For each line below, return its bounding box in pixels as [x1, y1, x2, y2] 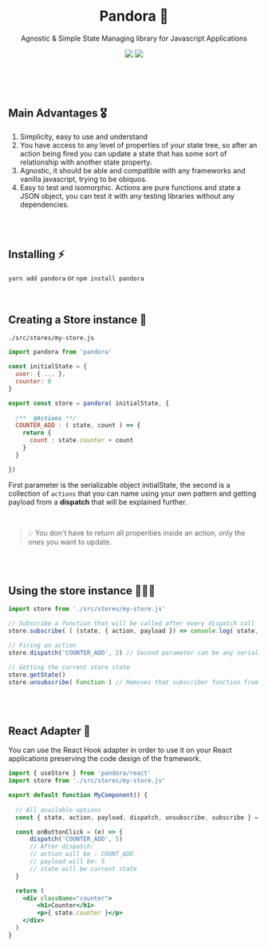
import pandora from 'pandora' [8, 348, 112, 356]
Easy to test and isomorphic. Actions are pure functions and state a [19, 182, 241, 192]
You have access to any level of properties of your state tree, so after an [19, 140, 258, 149]
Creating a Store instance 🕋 [8, 313, 148, 327]
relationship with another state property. [19, 157, 152, 167]
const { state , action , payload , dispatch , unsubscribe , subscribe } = [15, 813, 259, 822]
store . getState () [8, 671, 66, 679]
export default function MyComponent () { [8, 791, 148, 799]
